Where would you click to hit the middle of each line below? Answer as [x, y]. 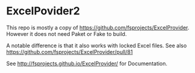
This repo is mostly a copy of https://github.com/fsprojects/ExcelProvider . [98, 28]
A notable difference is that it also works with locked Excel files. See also [97, 45]
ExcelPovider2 [43, 11]
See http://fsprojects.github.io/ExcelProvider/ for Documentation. [87, 63]
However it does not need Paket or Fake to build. [67, 34]
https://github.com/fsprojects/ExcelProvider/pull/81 [70, 51]
